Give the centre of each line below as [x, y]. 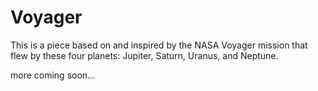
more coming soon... [53, 75]
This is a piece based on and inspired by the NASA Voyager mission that [159, 45]
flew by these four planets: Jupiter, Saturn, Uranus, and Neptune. [144, 55]
